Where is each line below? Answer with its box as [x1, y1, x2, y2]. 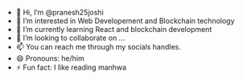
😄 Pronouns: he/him [15, 54, 84, 63]
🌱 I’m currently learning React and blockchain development [15, 25, 212, 34]
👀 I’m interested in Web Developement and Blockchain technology [15, 16, 235, 26]
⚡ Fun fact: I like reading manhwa [15, 62, 127, 72]
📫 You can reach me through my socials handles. [15, 42, 181, 51]
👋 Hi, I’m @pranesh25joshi [15, 8, 105, 17]
